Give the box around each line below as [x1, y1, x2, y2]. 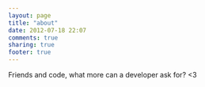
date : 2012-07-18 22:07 [8, 26, 87, 34]
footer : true [8, 48, 51, 56]
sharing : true [8, 41, 55, 49]
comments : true [8, 33, 59, 42]
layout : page [8, 11, 51, 20]
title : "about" [8, 19, 59, 27]
